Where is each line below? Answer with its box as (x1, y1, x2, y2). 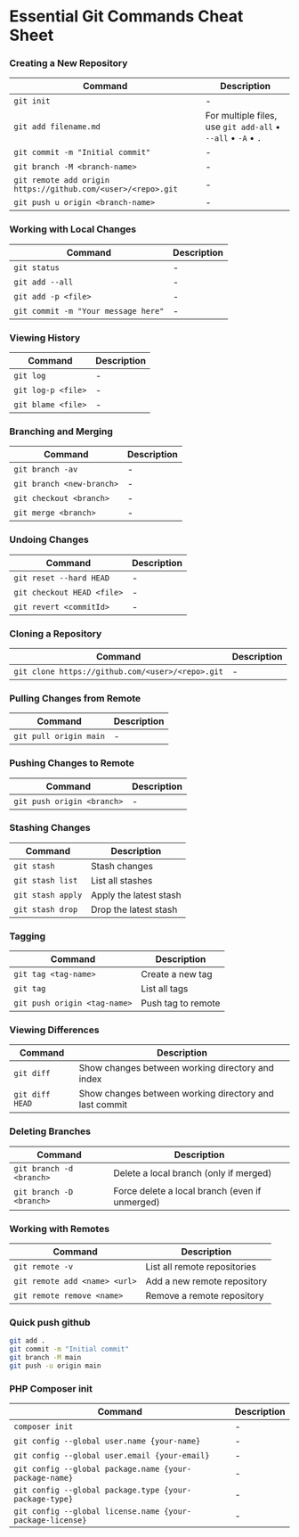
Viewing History (9, 332, 81, 344)
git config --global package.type (13, 1485, 160, 1495)
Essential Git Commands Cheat (9, 6, 244, 27)
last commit (78, 1098, 127, 1111)
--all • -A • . (205, 132, 263, 144)
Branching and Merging (9, 425, 113, 438)
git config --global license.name (13, 1507, 160, 1516)
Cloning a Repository (9, 627, 102, 639)
